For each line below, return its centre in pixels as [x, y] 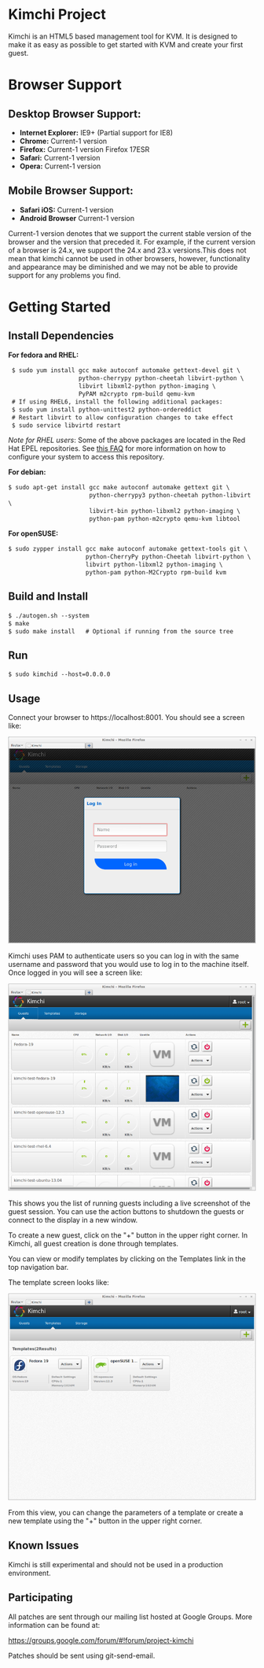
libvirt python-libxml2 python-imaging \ [154, 564]
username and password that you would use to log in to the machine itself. [128, 965]
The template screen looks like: [59, 1282]
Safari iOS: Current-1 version [66, 209]
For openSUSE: [33, 533]
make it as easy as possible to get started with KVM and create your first [126, 44]
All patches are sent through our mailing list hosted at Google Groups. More [130, 1616]
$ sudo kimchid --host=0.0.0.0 [59, 674]
